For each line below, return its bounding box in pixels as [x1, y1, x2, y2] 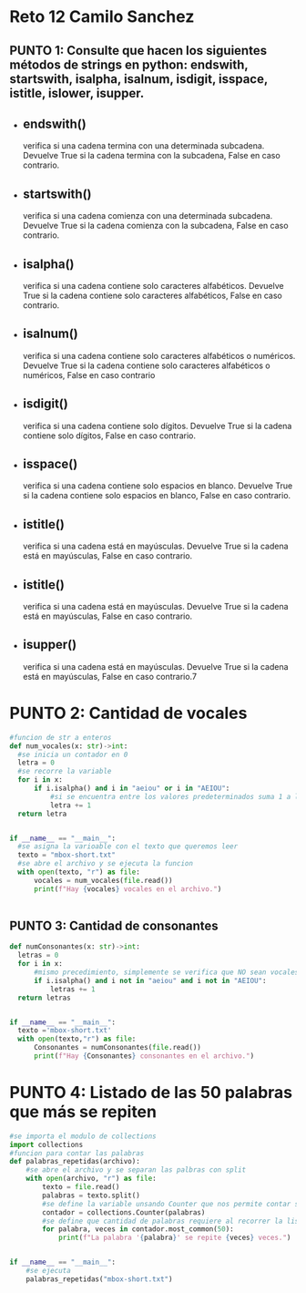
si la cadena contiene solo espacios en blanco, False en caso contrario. [22, 490, 291, 501]
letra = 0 [17, 758, 55, 767]
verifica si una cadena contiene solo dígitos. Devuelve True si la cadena [22, 420, 292, 431]
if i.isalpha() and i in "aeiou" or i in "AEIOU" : [33, 784, 230, 794]
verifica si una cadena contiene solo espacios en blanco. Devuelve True [22, 480, 293, 491]
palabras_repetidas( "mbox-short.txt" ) [25, 1274, 173, 1284]
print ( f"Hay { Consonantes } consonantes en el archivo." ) [33, 1052, 255, 1061]
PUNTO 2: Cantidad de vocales [9, 703, 248, 723]
